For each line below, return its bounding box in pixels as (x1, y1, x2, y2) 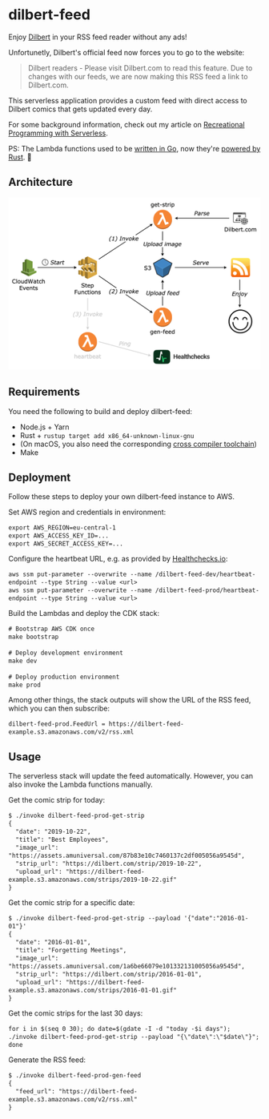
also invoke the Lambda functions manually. (8, 779, 154, 790)
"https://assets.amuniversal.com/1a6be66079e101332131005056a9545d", (8, 963, 246, 971)
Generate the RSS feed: (8, 1055, 86, 1065)
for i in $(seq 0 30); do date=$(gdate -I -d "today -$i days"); (8, 1025, 231, 1033)
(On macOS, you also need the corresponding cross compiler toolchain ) (19, 439, 258, 449)
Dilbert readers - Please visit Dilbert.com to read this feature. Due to (27, 62, 253, 73)
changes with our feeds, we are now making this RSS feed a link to (27, 71, 248, 81)
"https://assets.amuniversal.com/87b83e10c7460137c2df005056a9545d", (8, 851, 246, 860)
